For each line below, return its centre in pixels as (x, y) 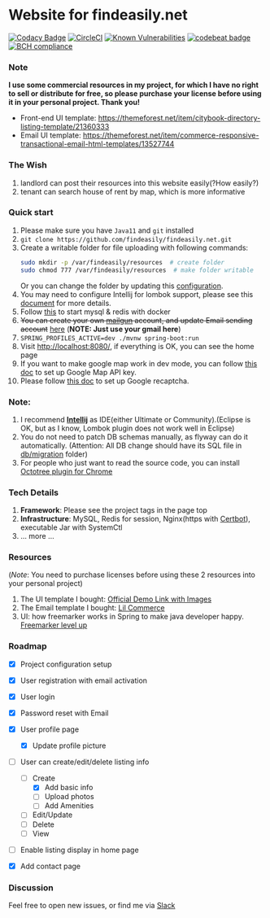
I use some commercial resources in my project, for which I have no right (133, 85)
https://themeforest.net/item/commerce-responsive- (171, 135)
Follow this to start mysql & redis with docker (95, 312)
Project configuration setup (66, 664)
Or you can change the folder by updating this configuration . (122, 286)
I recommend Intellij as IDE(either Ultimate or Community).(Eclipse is (135, 419)
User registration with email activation (84, 680)
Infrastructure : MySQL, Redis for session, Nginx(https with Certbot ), (135, 519)
